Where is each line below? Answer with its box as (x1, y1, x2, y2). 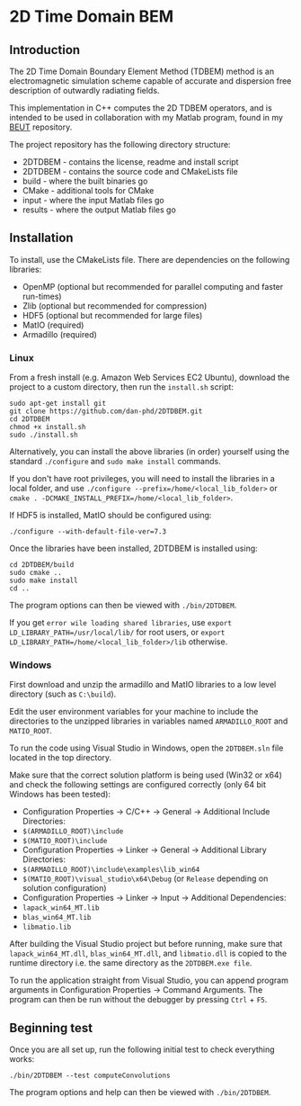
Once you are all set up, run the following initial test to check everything (9, 1044, 276, 1055)
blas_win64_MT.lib (22, 913, 92, 922)
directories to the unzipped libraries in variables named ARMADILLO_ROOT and (9, 715, 288, 726)
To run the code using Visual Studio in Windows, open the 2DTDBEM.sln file (9, 742, 284, 753)
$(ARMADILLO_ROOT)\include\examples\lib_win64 (22, 866, 200, 875)
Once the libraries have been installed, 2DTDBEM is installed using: (9, 543, 258, 554)
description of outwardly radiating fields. (9, 85, 160, 95)
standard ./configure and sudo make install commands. (9, 456, 222, 467)
